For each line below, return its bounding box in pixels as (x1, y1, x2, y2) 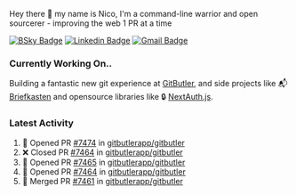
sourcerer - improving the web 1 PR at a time (9, 18, 172, 28)
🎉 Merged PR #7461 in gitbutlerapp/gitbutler (21, 175, 184, 186)
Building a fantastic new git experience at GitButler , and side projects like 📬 (9, 78, 288, 89)
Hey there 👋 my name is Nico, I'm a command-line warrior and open (9, 9, 259, 19)
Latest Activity (9, 117, 74, 129)
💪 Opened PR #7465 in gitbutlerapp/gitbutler (21, 157, 186, 167)
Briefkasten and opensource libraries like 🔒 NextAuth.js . (9, 92, 213, 102)
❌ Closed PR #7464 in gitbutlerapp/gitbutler (21, 147, 184, 158)
